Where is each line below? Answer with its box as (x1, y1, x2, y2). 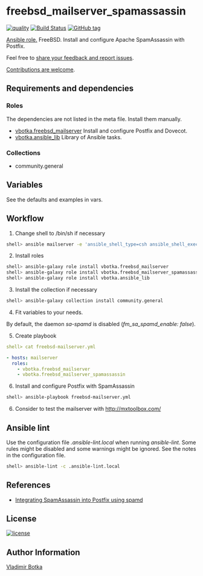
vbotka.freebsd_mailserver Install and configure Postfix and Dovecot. (14, 127, 187, 134)
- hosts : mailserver (6, 355, 59, 361)
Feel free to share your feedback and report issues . (6, 54, 134, 61)
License (6, 514, 37, 524)
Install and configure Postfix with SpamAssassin (14, 382, 135, 390)
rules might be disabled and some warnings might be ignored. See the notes (6, 445, 196, 452)
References (6, 480, 51, 491)
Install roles (14, 252, 44, 260)
